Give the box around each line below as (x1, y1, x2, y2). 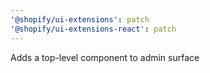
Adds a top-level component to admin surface (10, 51, 200, 63)
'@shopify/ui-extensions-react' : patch (10, 24, 177, 34)
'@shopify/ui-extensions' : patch (10, 14, 150, 25)
